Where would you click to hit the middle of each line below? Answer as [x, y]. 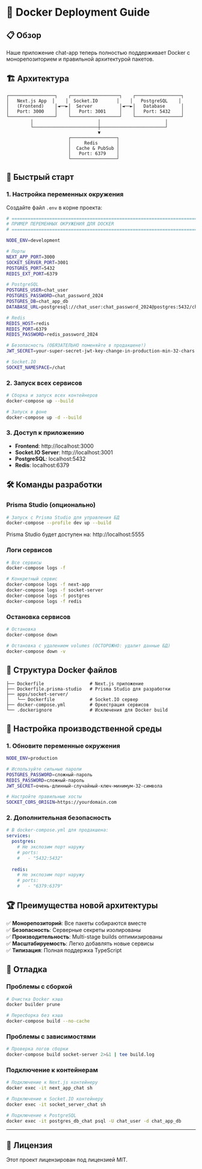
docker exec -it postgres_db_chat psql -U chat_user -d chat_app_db [94, 1121]
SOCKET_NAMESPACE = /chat [36, 367]
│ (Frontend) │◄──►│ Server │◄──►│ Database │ [95, 106]
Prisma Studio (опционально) [51, 505]
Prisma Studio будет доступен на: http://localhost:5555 [75, 534]
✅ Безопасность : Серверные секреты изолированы [74, 930]
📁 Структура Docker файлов [62, 670]
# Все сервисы [24, 563]
